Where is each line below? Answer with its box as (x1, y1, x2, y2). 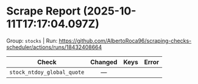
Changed (90, 57, 118, 66)
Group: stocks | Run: (6, 37, 58, 44)
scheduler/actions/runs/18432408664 (6, 44, 102, 51)
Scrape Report (6, 4, 81, 18)
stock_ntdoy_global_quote (9, 68, 85, 76)
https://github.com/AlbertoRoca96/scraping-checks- (58, 37, 192, 44)
